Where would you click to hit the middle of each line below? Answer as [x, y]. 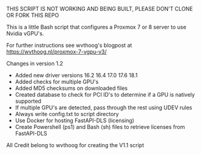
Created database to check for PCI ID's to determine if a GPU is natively [105, 95]
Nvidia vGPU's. [25, 33]
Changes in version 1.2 [35, 64]
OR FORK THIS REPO [33, 15]
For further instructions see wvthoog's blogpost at [69, 45]
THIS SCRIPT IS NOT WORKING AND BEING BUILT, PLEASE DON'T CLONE [100, 9]
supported [28, 101]
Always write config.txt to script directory [67, 114]
